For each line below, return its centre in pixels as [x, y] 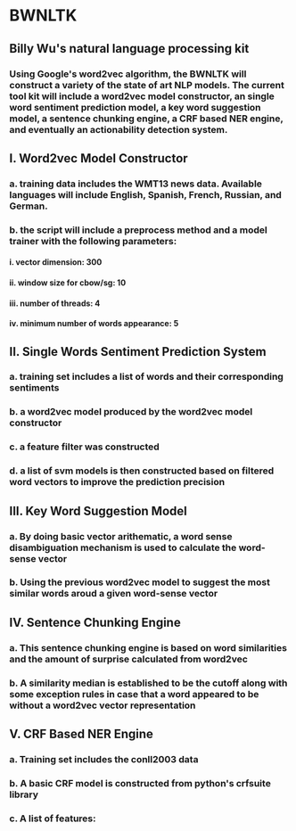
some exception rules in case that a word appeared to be [134, 694]
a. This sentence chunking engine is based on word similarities [148, 647]
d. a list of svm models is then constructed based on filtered [142, 471]
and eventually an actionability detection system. [119, 129]
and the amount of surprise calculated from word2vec [128, 659]
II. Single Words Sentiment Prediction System [138, 352]
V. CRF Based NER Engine [82, 734]
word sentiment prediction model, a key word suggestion [135, 107]
